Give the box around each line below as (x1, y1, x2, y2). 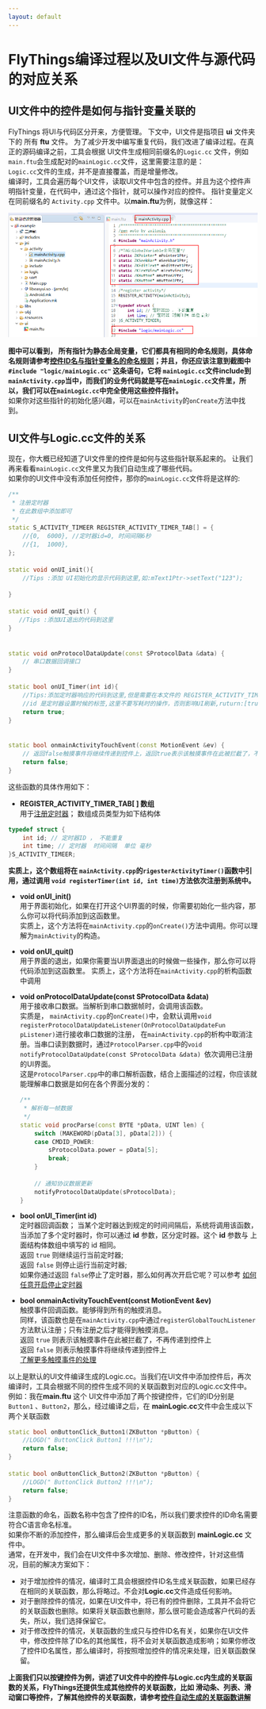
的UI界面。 (19, 1059, 55, 1069)
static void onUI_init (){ (8, 566, 93, 574)
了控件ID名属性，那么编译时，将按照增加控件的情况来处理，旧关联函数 (19, 1646, 249, 1656)
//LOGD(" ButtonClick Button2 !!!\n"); (22, 1478, 154, 1486)
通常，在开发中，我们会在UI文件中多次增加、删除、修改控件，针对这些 (8, 1550, 237, 1559)
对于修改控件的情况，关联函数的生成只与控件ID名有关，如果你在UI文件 (19, 1626, 249, 1636)
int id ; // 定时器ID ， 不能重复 (22, 834, 123, 842)
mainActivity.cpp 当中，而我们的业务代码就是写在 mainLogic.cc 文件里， (8, 376, 240, 386)
